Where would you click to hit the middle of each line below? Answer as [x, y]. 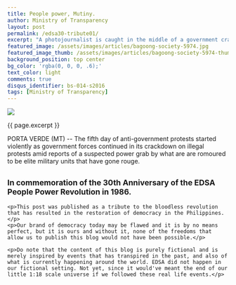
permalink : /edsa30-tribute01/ [53, 33]
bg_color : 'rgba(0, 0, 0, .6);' [54, 66]
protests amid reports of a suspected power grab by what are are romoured [117, 154]
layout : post [26, 27]
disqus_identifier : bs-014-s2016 [56, 86]
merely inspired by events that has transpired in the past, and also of [118, 256]
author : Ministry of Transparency [58, 20]
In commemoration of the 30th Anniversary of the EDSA [111, 182]
